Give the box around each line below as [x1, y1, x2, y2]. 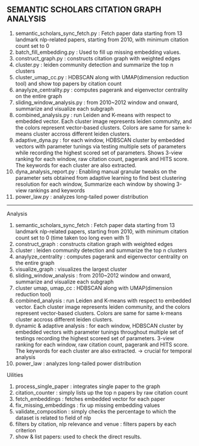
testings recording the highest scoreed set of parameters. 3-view [15, 334, 175, 342]
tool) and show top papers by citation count [15, 80, 122, 87]
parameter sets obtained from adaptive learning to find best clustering [15, 174, 187, 181]
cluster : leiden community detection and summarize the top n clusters [15, 247, 187, 254]
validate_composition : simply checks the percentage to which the [15, 408, 177, 415]
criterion [15, 426, 36, 434]
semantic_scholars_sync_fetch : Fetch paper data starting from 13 [15, 221, 175, 228]
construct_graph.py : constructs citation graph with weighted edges [15, 54, 181, 62]
